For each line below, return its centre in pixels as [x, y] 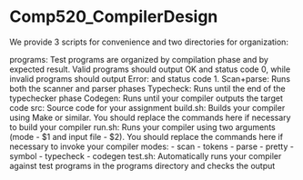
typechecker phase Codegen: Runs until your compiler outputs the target [146, 98]
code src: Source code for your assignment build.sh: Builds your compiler [147, 107]
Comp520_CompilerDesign [114, 17]
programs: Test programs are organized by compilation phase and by [139, 59]
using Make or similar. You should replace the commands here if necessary [150, 117]
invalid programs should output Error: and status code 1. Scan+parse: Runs [150, 78]
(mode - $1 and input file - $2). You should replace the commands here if [146, 136]
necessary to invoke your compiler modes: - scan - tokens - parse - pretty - [151, 146]
